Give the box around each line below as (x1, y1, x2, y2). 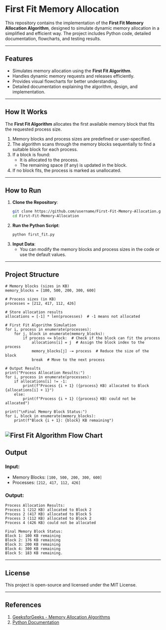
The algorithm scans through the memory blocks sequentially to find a (12, 141, 156, 147)
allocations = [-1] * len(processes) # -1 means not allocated (5, 314, 140, 319)
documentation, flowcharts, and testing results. (5, 36, 101, 42)
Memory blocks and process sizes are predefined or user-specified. (12, 136, 151, 142)
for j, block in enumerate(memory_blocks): (14, 331, 105, 336)
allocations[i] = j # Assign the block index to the (31, 340, 145, 345)
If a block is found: (12, 151, 50, 157)
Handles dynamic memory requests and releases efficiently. (12, 73, 135, 79)
